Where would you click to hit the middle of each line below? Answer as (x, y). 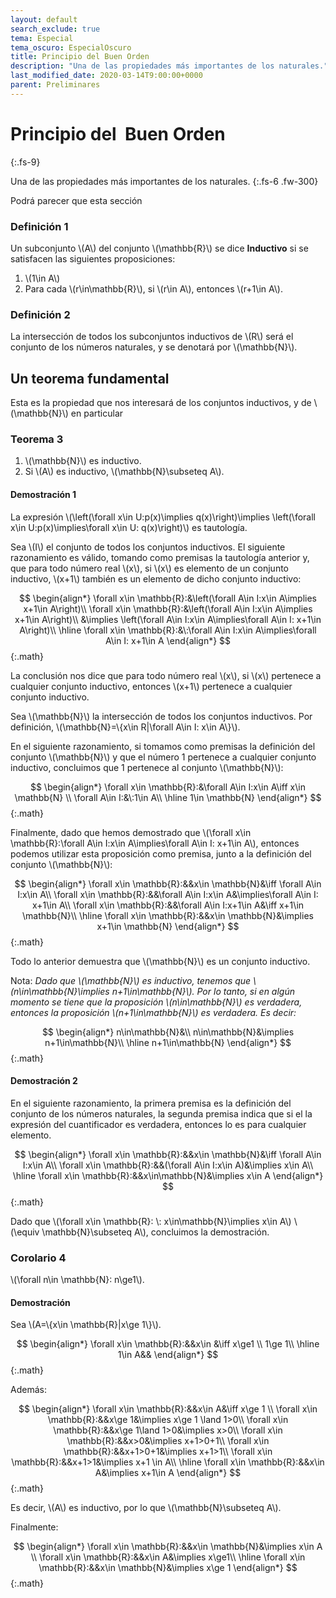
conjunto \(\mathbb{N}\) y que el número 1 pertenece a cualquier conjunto (163, 757)
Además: (28, 1390)
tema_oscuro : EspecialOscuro (71, 47)
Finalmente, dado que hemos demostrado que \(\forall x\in (131, 832)
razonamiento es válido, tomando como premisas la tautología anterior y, (160, 557)
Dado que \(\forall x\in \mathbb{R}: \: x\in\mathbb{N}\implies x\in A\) (151, 1221)
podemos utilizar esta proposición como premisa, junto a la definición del (161, 853)
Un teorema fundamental (90, 378)
